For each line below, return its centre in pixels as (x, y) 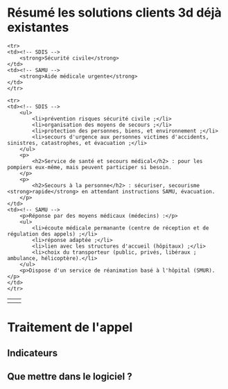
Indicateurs (33, 353)
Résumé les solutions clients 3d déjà (114, 13)
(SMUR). (204, 270)
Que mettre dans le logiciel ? (70, 376)
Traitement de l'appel (70, 328)
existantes (38, 27)
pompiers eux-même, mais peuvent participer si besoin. (89, 167)
